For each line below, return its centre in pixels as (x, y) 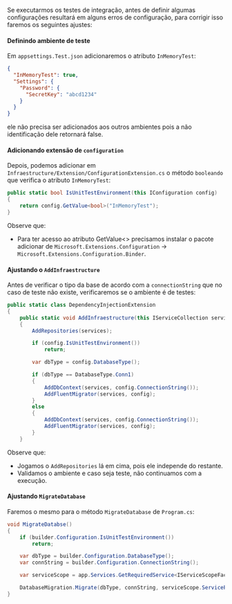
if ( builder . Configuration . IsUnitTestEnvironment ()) (97, 537)
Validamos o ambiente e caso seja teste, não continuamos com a (109, 473)
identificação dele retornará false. (55, 134)
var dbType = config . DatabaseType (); (86, 362)
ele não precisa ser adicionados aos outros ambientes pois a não (99, 127)
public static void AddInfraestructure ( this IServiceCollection (114, 318)
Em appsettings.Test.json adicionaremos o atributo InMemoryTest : (101, 56)
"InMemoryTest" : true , (46, 75)
